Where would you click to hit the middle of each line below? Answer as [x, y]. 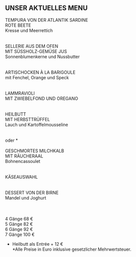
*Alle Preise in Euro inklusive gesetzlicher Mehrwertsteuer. [72, 249]
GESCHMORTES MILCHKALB [35, 151]
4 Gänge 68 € [19, 219]
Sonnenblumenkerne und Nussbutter [42, 57]
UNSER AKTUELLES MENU [46, 8]
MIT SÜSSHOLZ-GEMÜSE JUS [36, 51]
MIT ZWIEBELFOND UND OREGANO [42, 98]
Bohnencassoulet [23, 161]
